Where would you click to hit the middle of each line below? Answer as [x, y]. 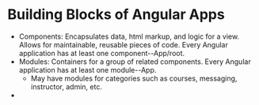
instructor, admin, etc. [66, 86]
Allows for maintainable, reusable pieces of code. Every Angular [124, 44]
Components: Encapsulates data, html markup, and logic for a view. [129, 36]
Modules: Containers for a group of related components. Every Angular [135, 62]
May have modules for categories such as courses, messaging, [134, 78]
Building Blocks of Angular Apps [116, 15]
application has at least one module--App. [88, 69]
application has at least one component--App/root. [102, 53]
